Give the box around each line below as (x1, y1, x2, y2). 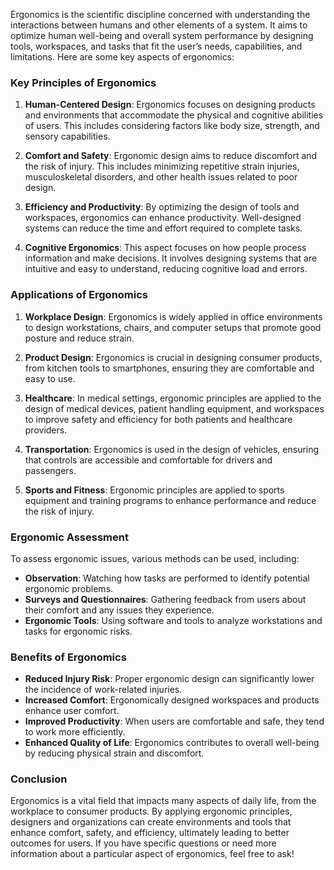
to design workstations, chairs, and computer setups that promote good (24, 321, 322, 333)
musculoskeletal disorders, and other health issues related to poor (24, 171, 298, 183)
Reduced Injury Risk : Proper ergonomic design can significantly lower (24, 673, 315, 685)
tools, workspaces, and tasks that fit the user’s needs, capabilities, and (10, 40, 303, 52)
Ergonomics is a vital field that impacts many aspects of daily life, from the (10, 795, 317, 807)
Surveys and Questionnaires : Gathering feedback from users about (24, 593, 307, 605)
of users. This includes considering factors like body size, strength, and (24, 120, 320, 132)
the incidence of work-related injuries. (24, 684, 183, 696)
